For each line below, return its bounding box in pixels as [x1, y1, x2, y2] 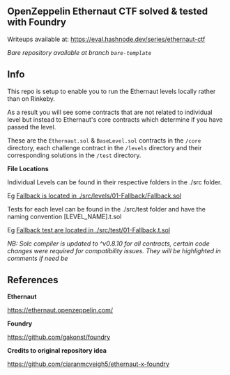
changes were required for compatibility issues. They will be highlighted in [7, 246, 221, 255]
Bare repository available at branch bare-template [7, 48, 152, 56]
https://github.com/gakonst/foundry [7, 333, 111, 342]
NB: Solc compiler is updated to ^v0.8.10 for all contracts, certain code [7, 239, 210, 248]
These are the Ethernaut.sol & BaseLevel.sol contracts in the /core [7, 136, 201, 145]
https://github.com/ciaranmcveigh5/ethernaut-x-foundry [7, 360, 169, 368]
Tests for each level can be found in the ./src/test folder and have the [7, 205, 206, 213]
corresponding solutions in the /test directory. [7, 151, 141, 159]
